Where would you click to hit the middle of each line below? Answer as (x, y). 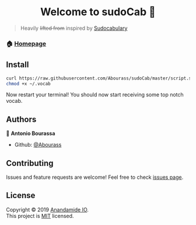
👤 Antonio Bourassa (31, 133)
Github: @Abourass (38, 145)
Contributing (30, 163)
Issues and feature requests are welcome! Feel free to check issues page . (95, 177)
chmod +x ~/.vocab (28, 84)
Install (17, 65)
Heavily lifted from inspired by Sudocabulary (74, 28)
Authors (21, 119)
